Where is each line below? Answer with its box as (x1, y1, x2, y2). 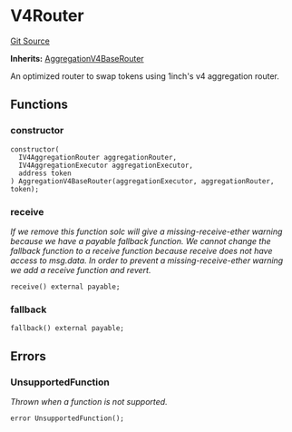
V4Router (10, 5, 84, 26)
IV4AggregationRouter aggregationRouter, (18, 152, 178, 162)
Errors (10, 349, 46, 364)
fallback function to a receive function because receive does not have (10, 245, 273, 256)
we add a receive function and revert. (10, 264, 151, 275)
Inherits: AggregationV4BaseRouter (10, 53, 144, 64)
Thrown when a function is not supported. (10, 396, 168, 407)
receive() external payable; (10, 282, 121, 291)
